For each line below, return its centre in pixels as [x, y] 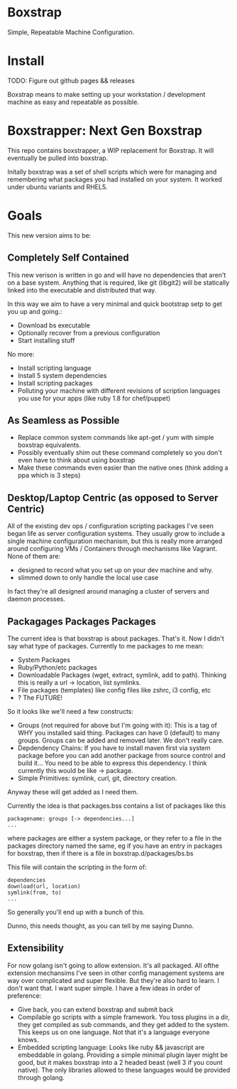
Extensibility [35, 948]
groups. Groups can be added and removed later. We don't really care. [121, 740]
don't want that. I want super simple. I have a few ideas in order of [104, 988]
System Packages [44, 660]
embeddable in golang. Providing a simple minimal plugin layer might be [123, 1055]
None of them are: [34, 557]
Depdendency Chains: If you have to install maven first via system [114, 748]
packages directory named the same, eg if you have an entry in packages [115, 846]
